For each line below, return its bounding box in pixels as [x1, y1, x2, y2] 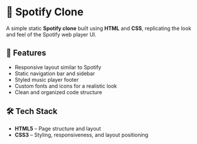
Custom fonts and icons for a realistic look [14, 82, 118, 89]
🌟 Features [6, 48, 46, 58]
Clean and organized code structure [14, 88, 102, 96]
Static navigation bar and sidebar [14, 70, 95, 77]
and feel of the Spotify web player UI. [6, 31, 97, 38]
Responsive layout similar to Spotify [14, 63, 102, 71]
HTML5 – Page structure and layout [14, 125, 101, 132]
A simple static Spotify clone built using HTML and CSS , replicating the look [6, 25, 192, 32]
